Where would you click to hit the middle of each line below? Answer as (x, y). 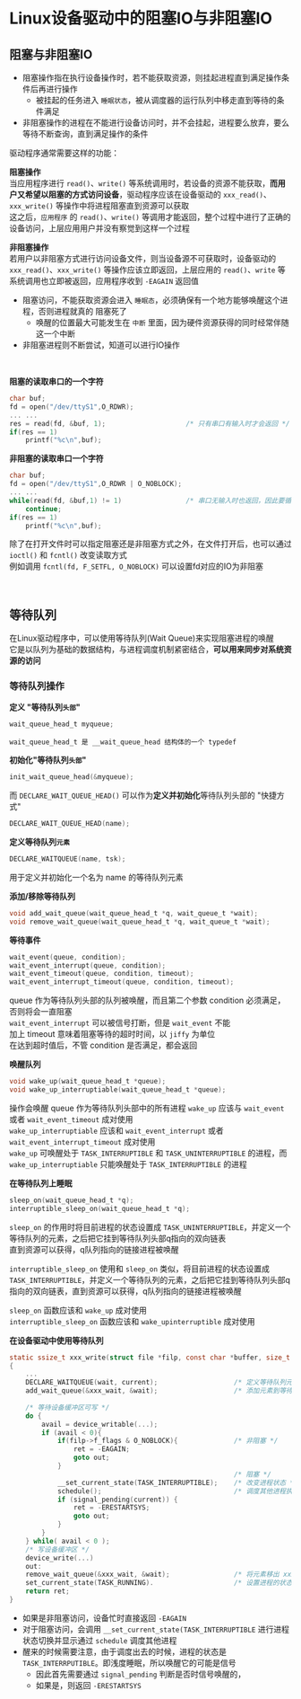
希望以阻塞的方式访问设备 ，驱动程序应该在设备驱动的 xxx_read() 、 (148, 195)
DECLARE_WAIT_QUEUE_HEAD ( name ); (69, 824)
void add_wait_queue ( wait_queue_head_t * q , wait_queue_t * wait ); (133, 913)
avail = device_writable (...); (100, 1424)
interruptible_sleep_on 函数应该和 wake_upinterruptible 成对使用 (132, 1321)
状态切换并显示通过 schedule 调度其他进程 (99, 1640)
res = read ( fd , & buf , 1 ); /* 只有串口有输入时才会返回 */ (150, 423)
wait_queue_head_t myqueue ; (62, 724)
